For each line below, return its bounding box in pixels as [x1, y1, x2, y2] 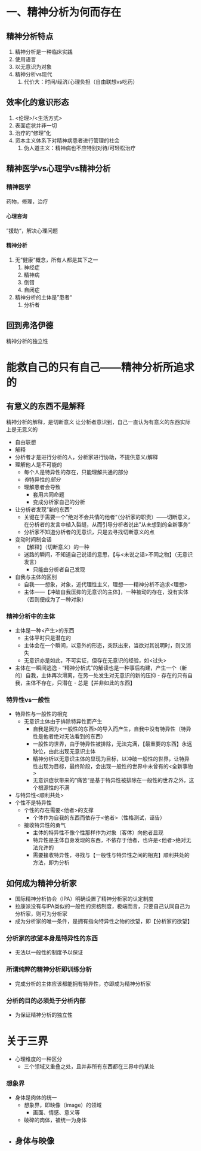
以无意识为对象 [14, 63, 52, 70]
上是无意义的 [6, 426, 38, 433]
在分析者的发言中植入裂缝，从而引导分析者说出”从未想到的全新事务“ [23, 520, 191, 528]
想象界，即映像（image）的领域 [23, 1101, 102, 1108]
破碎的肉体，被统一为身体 [23, 1116, 87, 1123]
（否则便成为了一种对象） [23, 595, 87, 602]
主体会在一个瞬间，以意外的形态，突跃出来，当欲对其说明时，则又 [23, 642, 186, 649]
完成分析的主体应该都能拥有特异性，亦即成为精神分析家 [14, 980, 151, 987]
